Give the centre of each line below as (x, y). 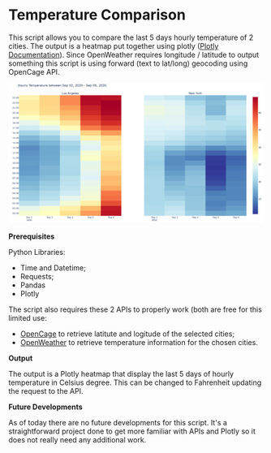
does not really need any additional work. (77, 440)
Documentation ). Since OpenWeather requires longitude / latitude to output (134, 54)
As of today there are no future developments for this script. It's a (118, 423)
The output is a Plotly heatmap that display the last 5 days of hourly (121, 374)
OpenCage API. (34, 71)
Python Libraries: (37, 252)
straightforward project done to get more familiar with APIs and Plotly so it (132, 431)
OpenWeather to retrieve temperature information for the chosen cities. (139, 343)
